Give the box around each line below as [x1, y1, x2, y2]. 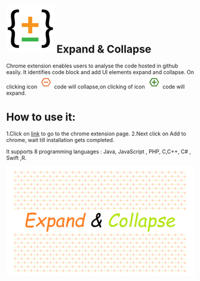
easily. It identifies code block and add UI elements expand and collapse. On [6, 68, 195, 76]
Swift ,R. [6, 154, 27, 161]
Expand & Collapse [56, 42, 152, 56]
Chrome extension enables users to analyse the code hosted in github [6, 62, 179, 69]
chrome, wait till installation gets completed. [6, 136, 115, 143]
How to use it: [6, 110, 76, 124]
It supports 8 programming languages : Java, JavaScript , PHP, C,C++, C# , [6, 148, 191, 155]
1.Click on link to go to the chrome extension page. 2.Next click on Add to [6, 130, 186, 137]
